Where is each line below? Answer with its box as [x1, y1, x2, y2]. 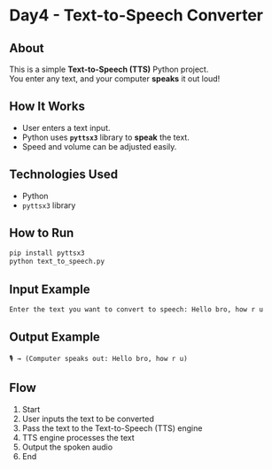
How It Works [9, 99, 86, 114]
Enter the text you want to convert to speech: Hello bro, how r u [9, 305, 264, 314]
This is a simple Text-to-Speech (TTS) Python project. [9, 64, 209, 74]
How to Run [9, 226, 74, 241]
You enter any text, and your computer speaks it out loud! [9, 73, 221, 84]
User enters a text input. [21, 122, 111, 133]
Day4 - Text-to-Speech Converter [9, 5, 264, 26]
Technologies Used [9, 167, 118, 182]
